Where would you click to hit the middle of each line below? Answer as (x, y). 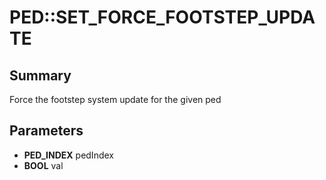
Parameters (46, 131)
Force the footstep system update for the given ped (115, 99)
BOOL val (43, 165)
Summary (40, 75)
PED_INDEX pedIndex (68, 155)
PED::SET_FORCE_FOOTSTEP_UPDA (162, 17)
